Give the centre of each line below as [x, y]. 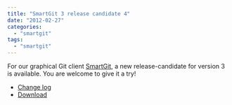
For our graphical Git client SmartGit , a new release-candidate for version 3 [116, 66]
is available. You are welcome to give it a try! [72, 73]
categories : [25, 27]
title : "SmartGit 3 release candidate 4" [69, 14]
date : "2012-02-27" [36, 20]
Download [32, 94]
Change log [34, 87]
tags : [15, 40]
